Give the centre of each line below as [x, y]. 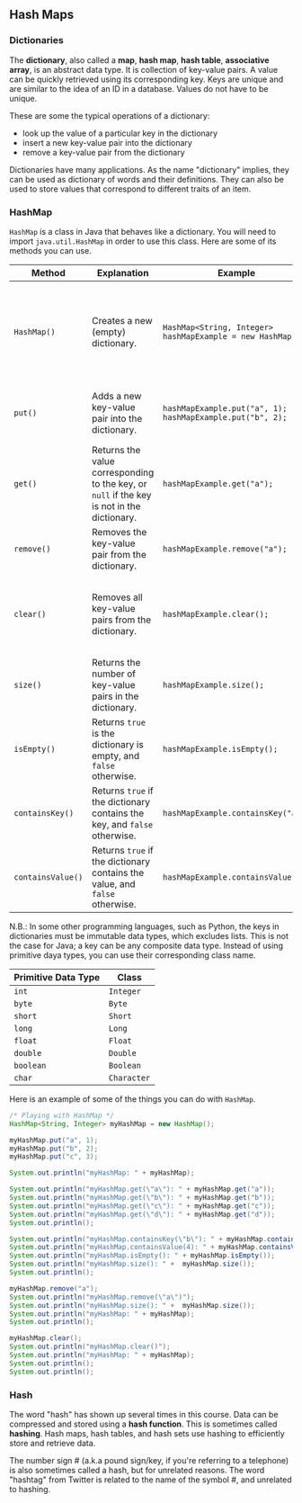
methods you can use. [50, 250]
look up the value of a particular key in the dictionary [120, 133]
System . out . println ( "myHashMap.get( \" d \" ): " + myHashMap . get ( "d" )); [142, 1214]
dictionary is [117, 744]
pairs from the [121, 620]
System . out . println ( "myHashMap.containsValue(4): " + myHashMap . [134, 1248]
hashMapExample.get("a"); [218, 483]
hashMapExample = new [209, 336]
